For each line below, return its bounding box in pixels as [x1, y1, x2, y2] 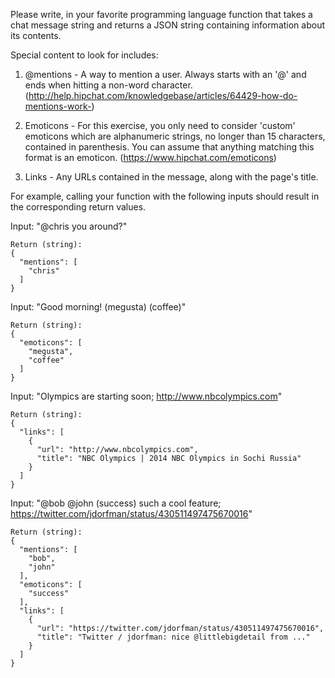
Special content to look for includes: [10, 49, 159, 61]
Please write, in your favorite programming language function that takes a [10, 9, 313, 20]
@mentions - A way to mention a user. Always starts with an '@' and [24, 69, 307, 80]
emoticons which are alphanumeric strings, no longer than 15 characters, [24, 130, 326, 142]
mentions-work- [24, 100, 92, 112]
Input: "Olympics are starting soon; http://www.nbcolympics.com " [10, 390, 283, 402]
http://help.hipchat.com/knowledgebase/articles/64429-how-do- [28, 90, 298, 101]
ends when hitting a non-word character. [24, 79, 193, 91]
